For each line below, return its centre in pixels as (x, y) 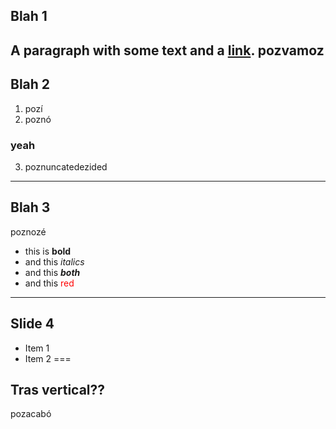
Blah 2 (30, 84)
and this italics (54, 261)
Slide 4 (32, 324)
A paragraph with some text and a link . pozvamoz (167, 50)
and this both (52, 272)
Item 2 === (48, 358)
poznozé (28, 231)
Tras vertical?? (58, 389)
